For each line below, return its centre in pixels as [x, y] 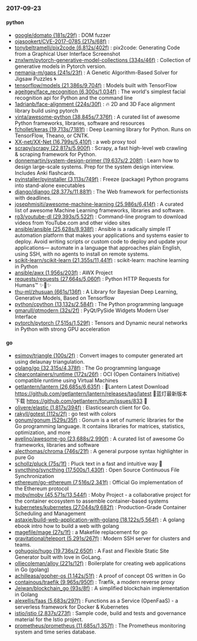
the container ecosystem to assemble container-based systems [91, 501]
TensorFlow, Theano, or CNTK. [52, 135]
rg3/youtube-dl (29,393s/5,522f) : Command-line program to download [101, 217]
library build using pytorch [46, 111]
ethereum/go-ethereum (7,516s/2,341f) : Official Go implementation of [99, 483]
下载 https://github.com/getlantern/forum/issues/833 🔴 [81, 401]
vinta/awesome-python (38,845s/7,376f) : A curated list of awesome [97, 117]
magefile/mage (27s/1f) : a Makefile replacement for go [81, 533]
